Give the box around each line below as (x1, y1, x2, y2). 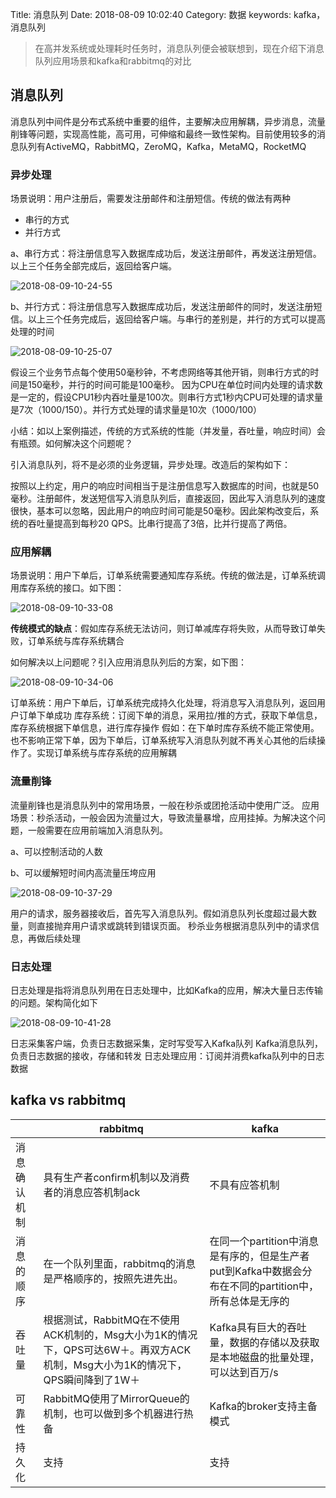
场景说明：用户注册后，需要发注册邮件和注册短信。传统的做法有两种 (10, 193, 291, 205)
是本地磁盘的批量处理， (209, 1350, 320, 1364)
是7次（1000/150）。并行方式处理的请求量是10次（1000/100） (10, 404, 263, 416)
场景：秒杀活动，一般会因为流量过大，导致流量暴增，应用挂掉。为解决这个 (10, 811, 317, 823)
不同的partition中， (229, 1279, 319, 1293)
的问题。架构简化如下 (10, 997, 98, 1008)
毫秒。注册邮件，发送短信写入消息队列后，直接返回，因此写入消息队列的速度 (10, 493, 326, 505)
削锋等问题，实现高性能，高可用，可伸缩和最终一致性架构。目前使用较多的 (10, 128, 317, 140)
